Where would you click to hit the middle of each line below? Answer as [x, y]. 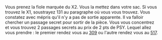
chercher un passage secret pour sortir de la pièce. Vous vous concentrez [80, 22]
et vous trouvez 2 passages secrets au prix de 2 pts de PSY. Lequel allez [78, 27]
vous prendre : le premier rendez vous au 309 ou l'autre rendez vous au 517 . [81, 33]
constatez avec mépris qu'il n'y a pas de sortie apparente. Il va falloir [74, 17]
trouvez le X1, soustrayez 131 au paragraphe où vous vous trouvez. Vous [78, 12]
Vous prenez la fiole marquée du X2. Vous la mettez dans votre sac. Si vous [81, 7]
